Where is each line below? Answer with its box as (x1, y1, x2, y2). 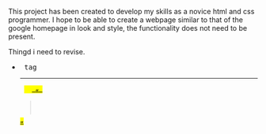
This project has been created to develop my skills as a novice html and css (8, 7, 255, 16)
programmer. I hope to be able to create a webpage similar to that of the (8, 15, 244, 24)
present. (8, 32, 36, 41)
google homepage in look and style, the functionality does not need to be (8, 24, 248, 32)
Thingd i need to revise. (8, 47, 85, 56)
